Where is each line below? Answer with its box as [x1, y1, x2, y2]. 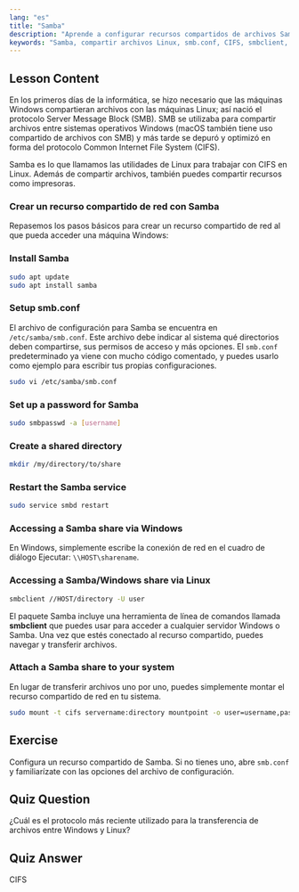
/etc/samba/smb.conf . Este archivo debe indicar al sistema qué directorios [9, 331, 279, 342]
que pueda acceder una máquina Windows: [9, 230, 169, 241]
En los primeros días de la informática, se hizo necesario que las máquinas [9, 94, 283, 105]
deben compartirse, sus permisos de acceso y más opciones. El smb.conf [9, 340, 279, 352]
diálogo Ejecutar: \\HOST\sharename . [9, 552, 140, 562]
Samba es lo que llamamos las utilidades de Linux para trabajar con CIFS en [9, 160, 287, 170]
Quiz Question [9, 791, 91, 806]
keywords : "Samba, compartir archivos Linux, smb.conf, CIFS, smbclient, [9, 37, 289, 47]
